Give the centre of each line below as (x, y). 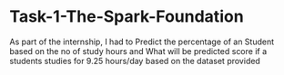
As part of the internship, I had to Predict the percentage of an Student (142, 42)
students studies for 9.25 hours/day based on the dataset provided (135, 61)
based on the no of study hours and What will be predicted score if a (138, 51)
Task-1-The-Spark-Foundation (127, 17)
